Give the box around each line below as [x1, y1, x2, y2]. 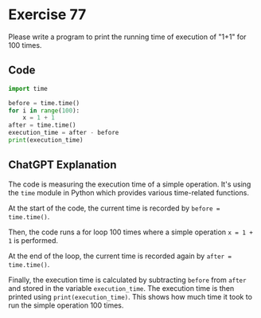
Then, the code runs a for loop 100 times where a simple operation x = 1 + [8, 227, 253, 237]
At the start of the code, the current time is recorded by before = [8, 203, 220, 213]
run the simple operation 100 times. [8, 300, 124, 310]
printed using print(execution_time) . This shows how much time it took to [8, 292, 253, 301]
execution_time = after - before [8, 129, 119, 137]
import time [8, 84, 48, 92]
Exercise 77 [8, 6, 87, 24]
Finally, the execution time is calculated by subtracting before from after [8, 275, 247, 285]
